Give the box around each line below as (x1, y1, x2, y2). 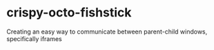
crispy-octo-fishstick (6, 5, 132, 21)
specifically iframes (6, 34, 63, 42)
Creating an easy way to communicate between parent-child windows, (6, 27, 208, 36)
